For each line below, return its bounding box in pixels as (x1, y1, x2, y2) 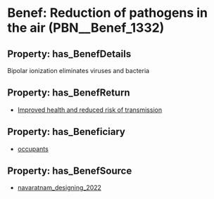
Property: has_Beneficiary (7, 126, 125, 138)
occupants (17, 144, 49, 153)
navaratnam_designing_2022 (17, 184, 102, 192)
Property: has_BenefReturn (7, 86, 130, 99)
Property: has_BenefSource (7, 165, 132, 177)
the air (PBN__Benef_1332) (7, 20, 165, 36)
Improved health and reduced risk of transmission (17, 105, 163, 114)
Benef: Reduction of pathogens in (7, 5, 208, 21)
